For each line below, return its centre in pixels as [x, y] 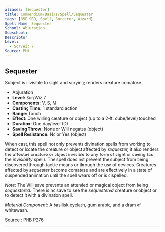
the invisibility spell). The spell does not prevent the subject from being [77, 160]
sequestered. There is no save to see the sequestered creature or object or [81, 190]
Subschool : [16, 33]
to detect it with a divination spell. [39, 195]
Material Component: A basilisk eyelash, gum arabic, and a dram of [73, 205]
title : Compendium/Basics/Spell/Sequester [49, 14]
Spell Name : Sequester [28, 23]
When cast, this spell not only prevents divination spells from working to [78, 144]
